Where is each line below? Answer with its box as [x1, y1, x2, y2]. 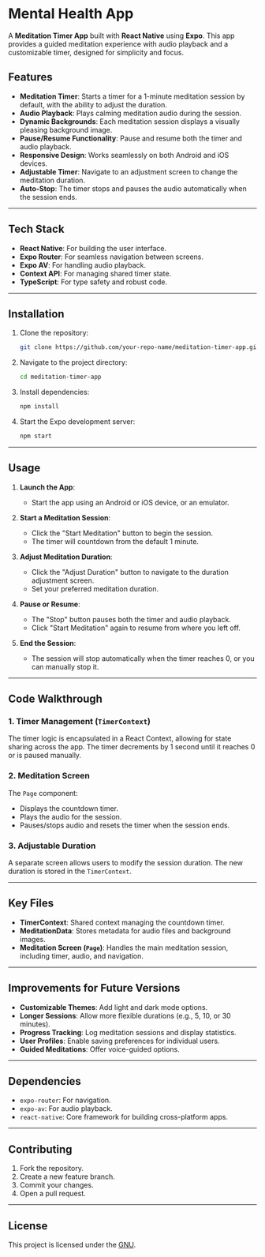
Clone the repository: [19, 328, 89, 338]
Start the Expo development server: [19, 417, 136, 426]
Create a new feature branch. [19, 1172, 116, 1181]
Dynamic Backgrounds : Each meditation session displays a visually [19, 116, 241, 126]
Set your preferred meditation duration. [31, 583, 159, 593]
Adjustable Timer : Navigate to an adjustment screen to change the [19, 167, 238, 176]
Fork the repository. [19, 1164, 84, 1173]
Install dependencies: [19, 388, 90, 397]
